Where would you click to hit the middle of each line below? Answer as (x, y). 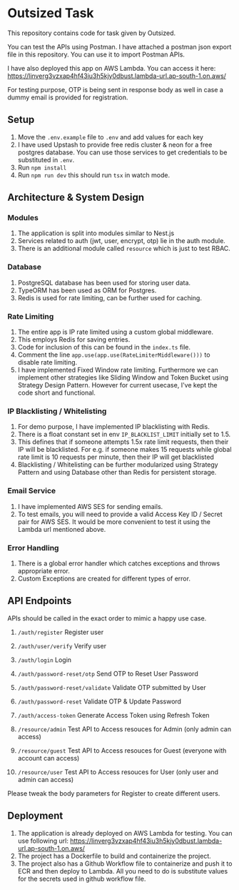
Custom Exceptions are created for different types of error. (104, 578)
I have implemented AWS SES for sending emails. (90, 506)
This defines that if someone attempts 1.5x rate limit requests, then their (123, 442)
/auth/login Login (45, 660)
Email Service (32, 491)
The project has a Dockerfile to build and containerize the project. (115, 856)
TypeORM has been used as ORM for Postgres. (87, 290)
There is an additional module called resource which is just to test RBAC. (124, 249)
